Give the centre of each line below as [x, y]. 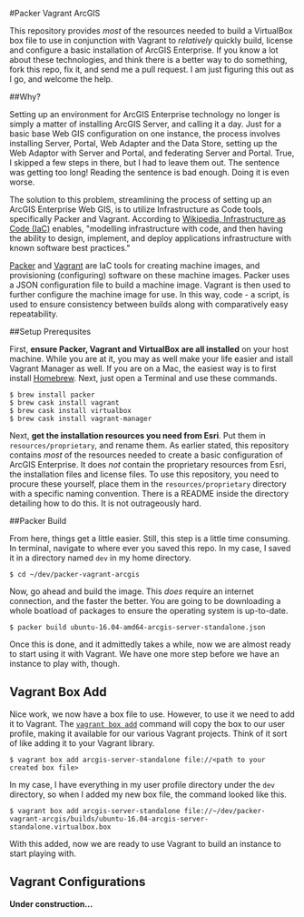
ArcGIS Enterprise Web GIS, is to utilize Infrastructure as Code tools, [137, 209]
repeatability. [34, 314]
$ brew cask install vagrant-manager [81, 418]
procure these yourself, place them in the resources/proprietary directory [148, 484]
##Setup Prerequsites [50, 332]
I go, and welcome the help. [61, 79]
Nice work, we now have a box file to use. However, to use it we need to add [152, 714]
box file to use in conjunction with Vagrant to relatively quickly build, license [151, 40]
